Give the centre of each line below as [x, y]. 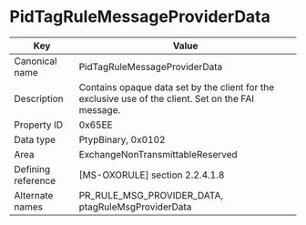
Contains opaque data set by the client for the [177, 87]
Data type [35, 139]
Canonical [36, 61]
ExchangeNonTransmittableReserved [158, 154]
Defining [32, 169]
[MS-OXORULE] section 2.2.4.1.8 [152, 175]
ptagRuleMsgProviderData [135, 207]
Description [39, 98]
